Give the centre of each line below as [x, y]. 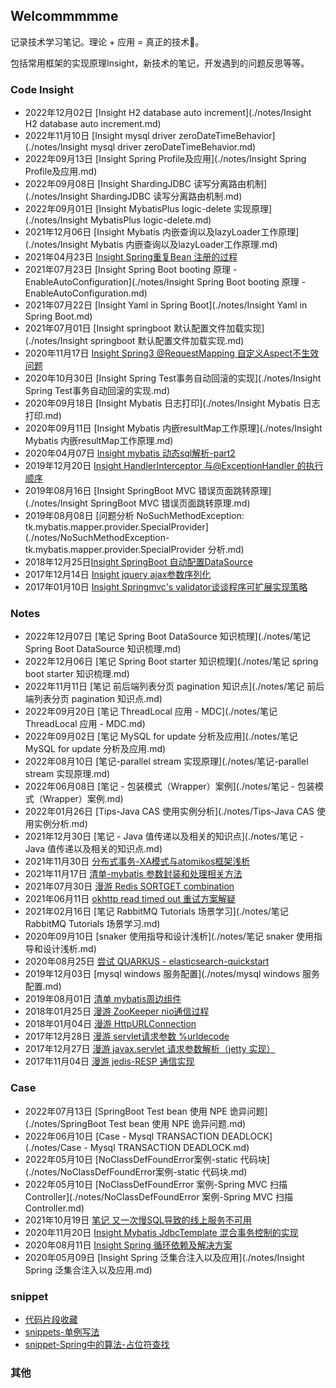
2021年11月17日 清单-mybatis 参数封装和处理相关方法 [133, 874]
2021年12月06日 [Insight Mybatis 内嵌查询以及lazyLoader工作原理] [162, 232]
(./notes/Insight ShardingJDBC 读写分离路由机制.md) [133, 196]
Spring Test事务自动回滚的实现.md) [97, 391]
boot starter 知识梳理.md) [77, 674]
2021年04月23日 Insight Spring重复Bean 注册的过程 [131, 257]
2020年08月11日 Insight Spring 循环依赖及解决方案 [128, 1245]
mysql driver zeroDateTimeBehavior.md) [173, 147]
